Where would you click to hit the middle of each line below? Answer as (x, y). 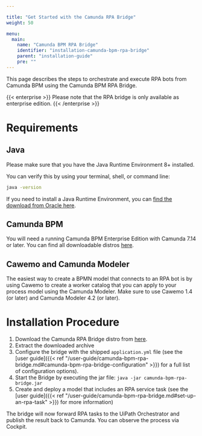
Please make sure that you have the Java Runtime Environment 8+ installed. (100, 164)
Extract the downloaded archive (55, 345)
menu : (13, 34)
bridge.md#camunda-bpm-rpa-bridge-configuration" (81, 365)
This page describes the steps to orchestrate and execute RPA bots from (96, 79)
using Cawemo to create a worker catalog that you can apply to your (91, 285)
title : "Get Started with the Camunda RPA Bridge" (71, 17)
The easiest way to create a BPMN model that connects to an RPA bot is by (99, 279)
